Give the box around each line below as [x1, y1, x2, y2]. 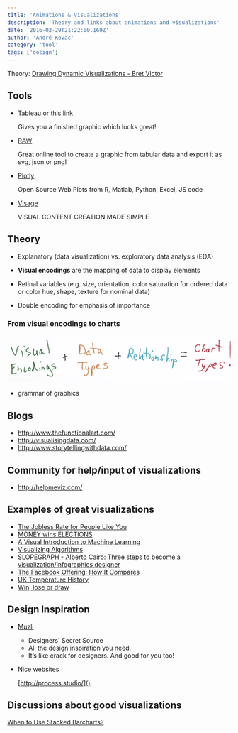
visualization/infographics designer [17, 560, 120, 568]
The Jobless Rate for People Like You [17, 522, 127, 531]
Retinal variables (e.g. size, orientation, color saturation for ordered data [17, 279, 228, 288]
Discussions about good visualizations [7, 699, 182, 711]
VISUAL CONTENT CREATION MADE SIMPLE [17, 212, 149, 221]
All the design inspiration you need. [28, 644, 132, 652]
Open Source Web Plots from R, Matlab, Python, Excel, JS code [17, 185, 203, 193]
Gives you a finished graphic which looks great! [17, 122, 157, 131]
